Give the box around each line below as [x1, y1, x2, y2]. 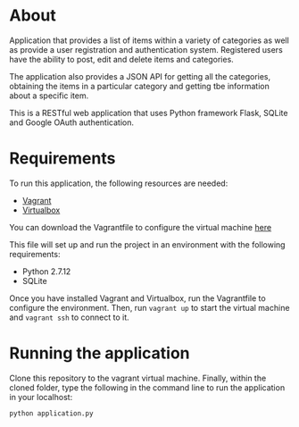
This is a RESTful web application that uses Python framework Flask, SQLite [9, 107, 288, 118]
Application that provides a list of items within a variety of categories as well [9, 35, 290, 46]
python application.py [9, 408, 94, 418]
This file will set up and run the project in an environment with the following [9, 239, 286, 250]
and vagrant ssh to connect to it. [9, 312, 129, 322]
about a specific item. [9, 90, 89, 101]
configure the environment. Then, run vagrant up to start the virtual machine [9, 302, 290, 313]
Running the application [9, 343, 190, 364]
